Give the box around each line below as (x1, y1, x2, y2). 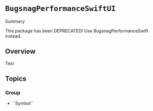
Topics (5, 75, 27, 83)
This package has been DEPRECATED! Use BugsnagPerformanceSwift (5, 28, 149, 33)
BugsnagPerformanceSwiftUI (5, 4, 116, 13)
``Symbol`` (12, 100, 34, 107)
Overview (5, 47, 36, 55)
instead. (5, 33, 22, 39)
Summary (5, 18, 25, 24)
